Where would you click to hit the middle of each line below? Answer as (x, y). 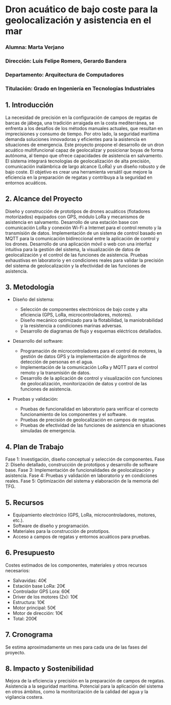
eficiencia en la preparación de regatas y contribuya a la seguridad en (79, 177)
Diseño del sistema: (33, 299)
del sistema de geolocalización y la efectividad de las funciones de (76, 265)
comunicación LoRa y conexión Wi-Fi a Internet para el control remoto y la (83, 227)
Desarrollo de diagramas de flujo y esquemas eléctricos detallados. (91, 331)
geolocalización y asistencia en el (78, 20)
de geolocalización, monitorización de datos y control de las (83, 384)
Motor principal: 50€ (34, 608)
